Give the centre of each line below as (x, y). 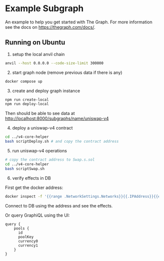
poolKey (26, 237)
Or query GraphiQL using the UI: (37, 215)
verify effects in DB (31, 178)
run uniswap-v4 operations (40, 151)
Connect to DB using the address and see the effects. (59, 205)
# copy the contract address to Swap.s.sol (50, 160)
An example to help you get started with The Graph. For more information (79, 22)
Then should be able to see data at (40, 113)
